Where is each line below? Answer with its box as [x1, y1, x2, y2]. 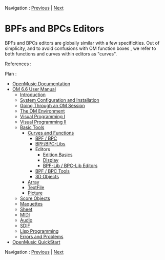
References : [5, 61, 32, 67]
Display [43, 157, 59, 163]
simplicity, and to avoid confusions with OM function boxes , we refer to [5, 45, 156, 51]
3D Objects [35, 173, 59, 179]
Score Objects [19, 195, 50, 201]
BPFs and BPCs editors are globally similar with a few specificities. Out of [5, 40, 160, 46]
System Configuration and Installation [19, 97, 99, 103]
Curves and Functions [27, 129, 74, 136]
